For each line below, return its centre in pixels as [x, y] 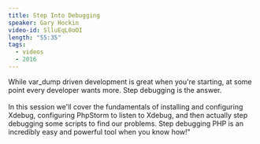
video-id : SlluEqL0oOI [45, 30]
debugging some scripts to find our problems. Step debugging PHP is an [126, 124]
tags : [17, 45]
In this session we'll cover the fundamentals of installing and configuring [126, 106]
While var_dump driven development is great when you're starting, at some [130, 81]
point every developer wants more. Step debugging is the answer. [115, 90]
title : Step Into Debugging [54, 15]
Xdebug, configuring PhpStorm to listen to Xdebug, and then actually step [128, 115]
